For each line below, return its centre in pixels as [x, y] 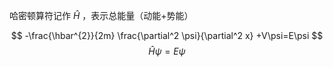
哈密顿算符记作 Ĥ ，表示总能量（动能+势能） [101, 15]
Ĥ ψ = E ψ [167, 51]
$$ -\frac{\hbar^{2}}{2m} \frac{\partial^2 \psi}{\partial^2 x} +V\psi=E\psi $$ [167, 35]
